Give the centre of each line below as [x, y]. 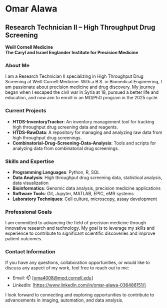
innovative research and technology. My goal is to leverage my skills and [80, 228]
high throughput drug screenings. [47, 137]
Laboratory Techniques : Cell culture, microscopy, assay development [85, 199]
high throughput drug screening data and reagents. [65, 127]
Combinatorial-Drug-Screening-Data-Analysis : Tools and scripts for [84, 143]
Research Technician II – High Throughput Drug [80, 27]
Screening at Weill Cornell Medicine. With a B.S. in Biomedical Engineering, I [84, 82]
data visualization [30, 183]
